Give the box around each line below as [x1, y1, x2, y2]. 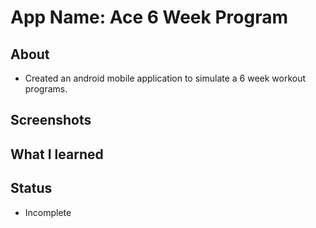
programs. [24, 83, 68, 95]
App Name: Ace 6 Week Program [10, 6, 288, 29]
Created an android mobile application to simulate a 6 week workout [24, 72, 307, 84]
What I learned [10, 146, 104, 163]
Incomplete [24, 206, 72, 218]
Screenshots [10, 112, 92, 129]
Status [10, 180, 53, 197]
